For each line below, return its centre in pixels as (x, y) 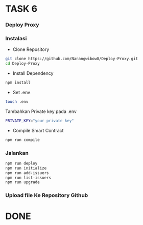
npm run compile (22, 140)
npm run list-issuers (28, 178)
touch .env (17, 102)
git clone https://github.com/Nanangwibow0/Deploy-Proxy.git (72, 59)
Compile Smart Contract (38, 130)
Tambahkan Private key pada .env (41, 111)
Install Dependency (33, 73)
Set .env (21, 93)
